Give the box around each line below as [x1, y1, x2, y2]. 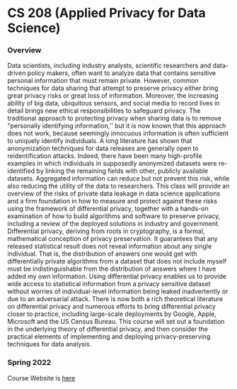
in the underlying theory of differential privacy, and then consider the [7, 325, 209, 334]
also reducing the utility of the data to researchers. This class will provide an [7, 182, 230, 191]
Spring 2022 [7, 358, 52, 368]
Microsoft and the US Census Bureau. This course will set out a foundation [7, 317, 225, 326]
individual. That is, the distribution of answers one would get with [7, 249, 198, 258]
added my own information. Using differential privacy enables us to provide [7, 272, 226, 281]
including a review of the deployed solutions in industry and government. [7, 220, 220, 228]
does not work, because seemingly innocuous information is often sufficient [7, 129, 229, 137]
